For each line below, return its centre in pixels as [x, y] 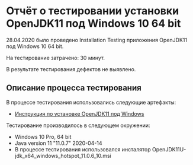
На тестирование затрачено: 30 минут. [56, 58]
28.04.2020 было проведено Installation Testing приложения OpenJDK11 [97, 40]
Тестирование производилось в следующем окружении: [78, 125]
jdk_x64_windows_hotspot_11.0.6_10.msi [63, 156]
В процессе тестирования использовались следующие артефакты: [91, 102]
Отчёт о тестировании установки [93, 11]
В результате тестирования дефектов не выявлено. [71, 69]
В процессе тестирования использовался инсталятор [83, 149]
